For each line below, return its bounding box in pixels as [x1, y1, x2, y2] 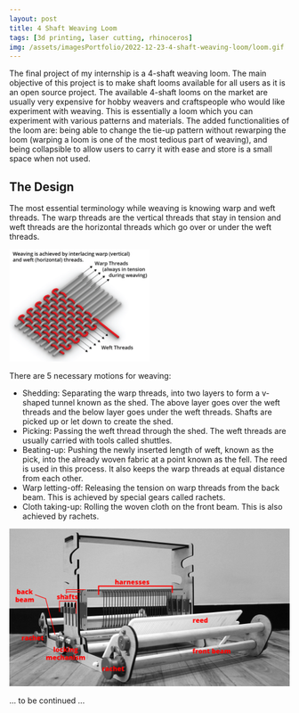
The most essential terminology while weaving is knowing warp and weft [9, 203, 276, 214]
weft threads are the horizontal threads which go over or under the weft [9, 222, 272, 233]
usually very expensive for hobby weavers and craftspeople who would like [9, 96, 286, 107]
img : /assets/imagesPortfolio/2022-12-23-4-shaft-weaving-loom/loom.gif [9, 43, 285, 52]
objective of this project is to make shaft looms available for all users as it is [9, 78, 287, 88]
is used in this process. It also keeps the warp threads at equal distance [21, 463, 286, 474]
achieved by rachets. [21, 511, 100, 521]
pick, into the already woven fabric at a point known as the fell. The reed [21, 454, 287, 464]
